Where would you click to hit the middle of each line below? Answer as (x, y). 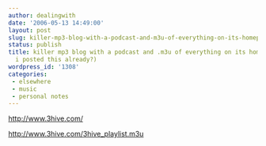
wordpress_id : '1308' (44, 67)
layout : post (30, 30)
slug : (17, 37)
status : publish (35, 45)
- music (24, 89)
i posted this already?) (56, 60)
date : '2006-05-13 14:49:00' (56, 23)
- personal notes (40, 96)
